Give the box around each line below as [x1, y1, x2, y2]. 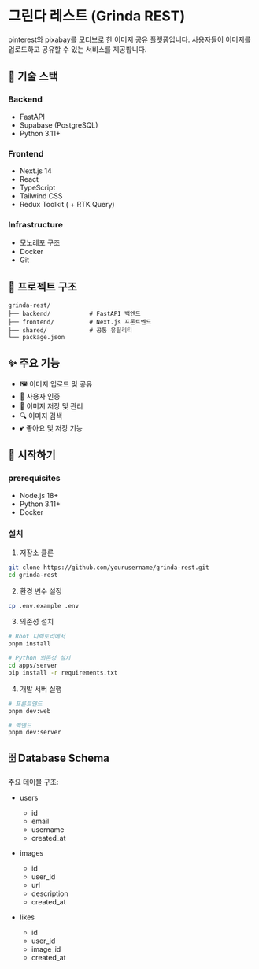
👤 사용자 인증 [19, 391, 61, 401]
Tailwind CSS [19, 190, 63, 201]
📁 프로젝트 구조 [8, 280, 77, 294]
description [31, 889, 68, 898]
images [19, 849, 44, 858]
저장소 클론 [19, 548, 54, 557]
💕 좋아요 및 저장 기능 [19, 423, 83, 433]
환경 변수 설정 [19, 586, 62, 595]
